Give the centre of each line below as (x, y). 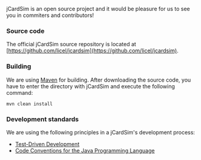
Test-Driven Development (47, 144)
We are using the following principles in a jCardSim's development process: (101, 132)
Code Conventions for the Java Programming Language (85, 150)
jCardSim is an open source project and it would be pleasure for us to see (98, 9)
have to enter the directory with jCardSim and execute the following (90, 86)
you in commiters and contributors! (50, 15)
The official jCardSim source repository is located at (71, 44)
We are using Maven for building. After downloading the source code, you (99, 80)
